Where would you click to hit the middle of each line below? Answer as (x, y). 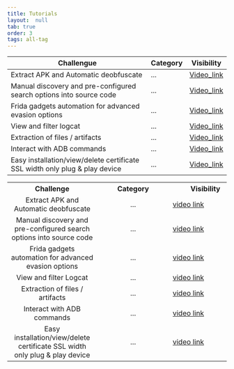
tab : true (22, 26)
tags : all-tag (28, 40)
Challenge (52, 189)
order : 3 (20, 33)
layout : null (28, 20)
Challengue (78, 63)
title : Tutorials (32, 14)
